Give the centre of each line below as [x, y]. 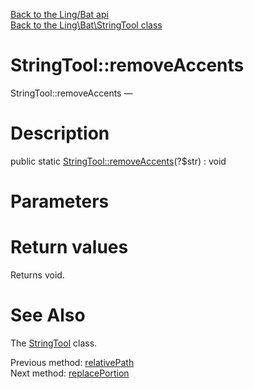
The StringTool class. [54, 343]
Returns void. [37, 275]
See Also [48, 315]
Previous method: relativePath [72, 362]
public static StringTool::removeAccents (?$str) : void [118, 161]
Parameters [60, 201]
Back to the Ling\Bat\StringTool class [86, 25]
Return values [69, 247]
